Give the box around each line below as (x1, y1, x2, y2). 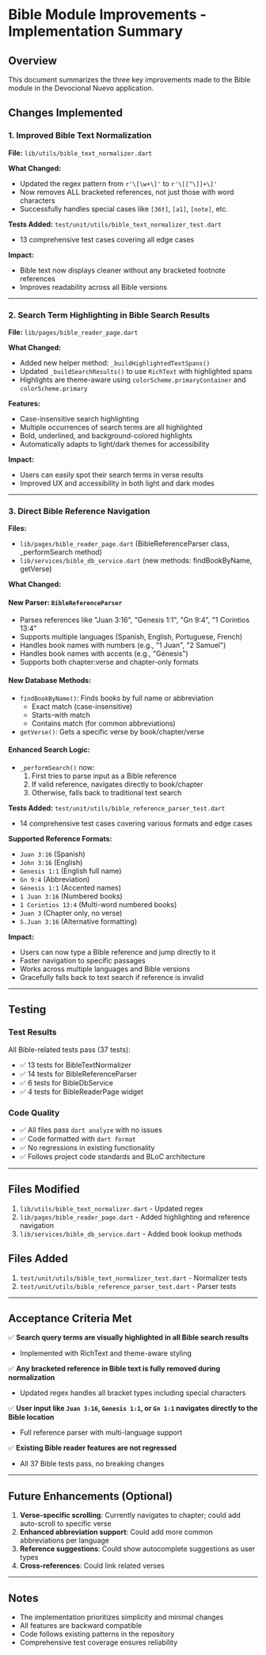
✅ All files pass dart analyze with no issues (19, 1125, 162, 1134)
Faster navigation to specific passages (19, 955, 146, 965)
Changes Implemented (8, 106, 123, 120)
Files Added (8, 1252, 69, 1265)
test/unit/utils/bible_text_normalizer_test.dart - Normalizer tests (19, 1273, 248, 1283)
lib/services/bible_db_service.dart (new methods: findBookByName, (19, 556, 253, 566)
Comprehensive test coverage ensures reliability (19, 1638, 178, 1647)
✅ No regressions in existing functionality (19, 1142, 155, 1152)
